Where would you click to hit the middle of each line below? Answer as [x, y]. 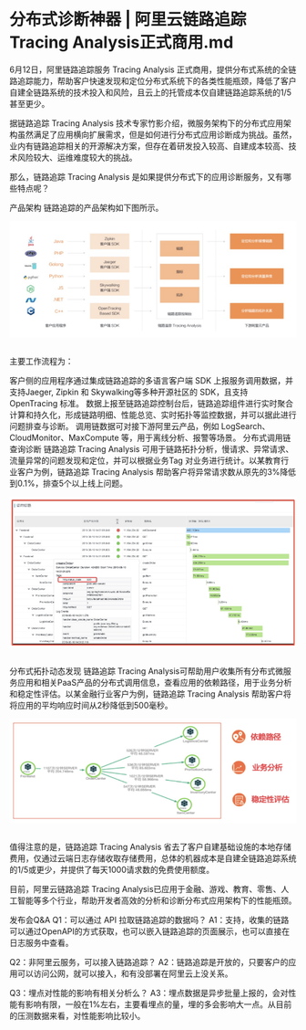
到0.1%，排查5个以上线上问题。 [69, 483]
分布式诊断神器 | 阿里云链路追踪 [128, 20]
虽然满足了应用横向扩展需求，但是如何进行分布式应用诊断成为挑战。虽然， [157, 134]
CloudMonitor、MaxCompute [65, 438]
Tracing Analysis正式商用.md [122, 42]
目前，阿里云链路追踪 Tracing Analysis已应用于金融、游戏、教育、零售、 [145, 889]
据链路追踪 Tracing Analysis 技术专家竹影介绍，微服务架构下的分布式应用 [147, 123]
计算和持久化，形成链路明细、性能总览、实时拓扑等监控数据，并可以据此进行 [153, 415]
